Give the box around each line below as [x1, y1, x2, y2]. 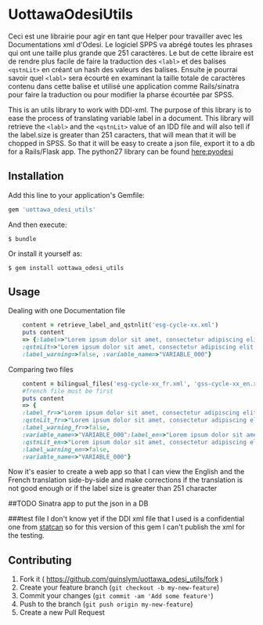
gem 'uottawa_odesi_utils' [8, 206, 96, 214]
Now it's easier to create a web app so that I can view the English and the [8, 467, 245, 477]
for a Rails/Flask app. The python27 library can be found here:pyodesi [8, 147, 233, 156]
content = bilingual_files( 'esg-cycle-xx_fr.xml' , [22, 379, 191, 388]
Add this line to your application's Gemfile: [8, 190, 145, 199]
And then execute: [8, 220, 67, 229]
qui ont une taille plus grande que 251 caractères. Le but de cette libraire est [8, 48, 254, 57]
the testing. [8, 531, 45, 540]
